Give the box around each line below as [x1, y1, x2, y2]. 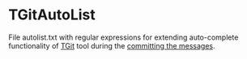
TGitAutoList [8, 6, 96, 24]
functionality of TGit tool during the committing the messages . [8, 40, 216, 50]
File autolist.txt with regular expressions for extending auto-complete [8, 32, 239, 42]
